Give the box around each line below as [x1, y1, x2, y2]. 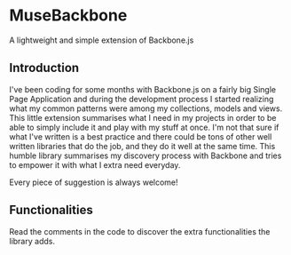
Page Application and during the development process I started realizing [9, 93, 274, 104]
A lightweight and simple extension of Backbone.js [9, 35, 194, 45]
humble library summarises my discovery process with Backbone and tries [9, 150, 282, 161]
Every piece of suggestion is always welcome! [9, 177, 179, 187]
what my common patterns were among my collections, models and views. [9, 103, 283, 114]
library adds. [9, 235, 56, 246]
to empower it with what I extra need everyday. [9, 159, 181, 170]
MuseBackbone [9, 5, 128, 26]
